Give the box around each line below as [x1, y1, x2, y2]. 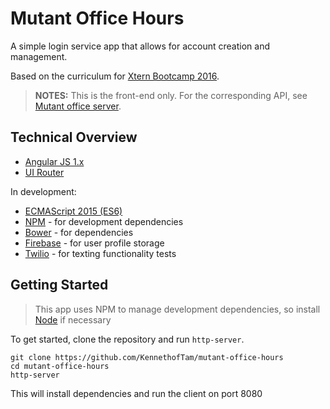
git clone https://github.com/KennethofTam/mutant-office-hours [10, 352, 284, 362]
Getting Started [10, 277, 109, 294]
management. [10, 50, 68, 62]
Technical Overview [10, 129, 138, 146]
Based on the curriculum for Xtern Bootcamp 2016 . [10, 70, 220, 82]
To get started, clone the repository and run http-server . [10, 333, 245, 345]
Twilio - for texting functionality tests [24, 247, 177, 259]
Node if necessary [34, 313, 112, 326]
